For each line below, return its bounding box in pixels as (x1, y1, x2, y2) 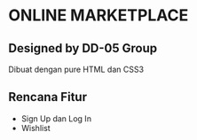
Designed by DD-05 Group (8, 41, 158, 56)
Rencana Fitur (8, 89, 88, 105)
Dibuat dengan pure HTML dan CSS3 (8, 64, 144, 74)
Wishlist (20, 122, 51, 133)
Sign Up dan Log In (20, 113, 92, 124)
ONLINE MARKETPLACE (8, 5, 189, 26)
